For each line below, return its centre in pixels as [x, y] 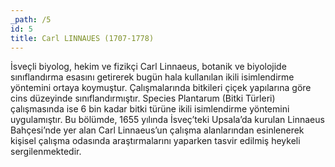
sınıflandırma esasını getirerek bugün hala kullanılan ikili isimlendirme [152, 77]
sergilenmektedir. [46, 152]
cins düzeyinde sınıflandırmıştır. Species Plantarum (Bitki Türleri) [143, 98]
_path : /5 [31, 19]
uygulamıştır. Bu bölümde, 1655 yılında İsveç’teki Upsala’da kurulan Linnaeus [167, 120]
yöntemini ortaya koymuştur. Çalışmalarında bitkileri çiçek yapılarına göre [161, 88]
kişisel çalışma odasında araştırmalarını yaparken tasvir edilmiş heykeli [155, 141]
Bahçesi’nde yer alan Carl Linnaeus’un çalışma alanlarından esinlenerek [157, 130]
